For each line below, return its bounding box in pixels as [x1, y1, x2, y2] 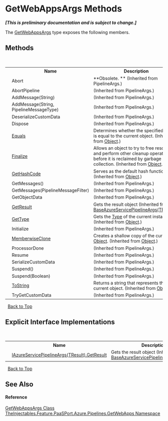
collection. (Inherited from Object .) [93, 161, 164, 167]
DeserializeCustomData [11, 114, 60, 120]
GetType [11, 216, 29, 222]
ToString [11, 282, 29, 288]
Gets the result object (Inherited [93, 201, 159, 207]
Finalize [11, 153, 28, 159]
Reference [5, 394, 27, 400]
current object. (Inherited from [93, 285, 156, 291]
